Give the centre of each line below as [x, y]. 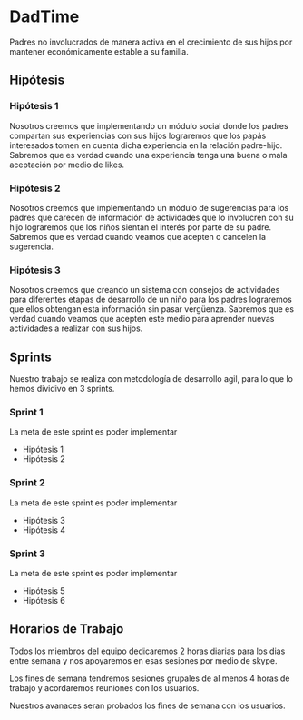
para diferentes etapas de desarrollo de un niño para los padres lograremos [151, 300]
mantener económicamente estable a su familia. [99, 51]
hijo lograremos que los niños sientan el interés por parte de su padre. [141, 227]
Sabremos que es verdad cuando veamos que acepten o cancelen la [137, 236]
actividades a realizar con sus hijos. [76, 328]
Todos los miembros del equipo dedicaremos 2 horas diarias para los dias [147, 651]
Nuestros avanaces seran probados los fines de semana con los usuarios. [147, 705]
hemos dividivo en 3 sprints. [62, 389]
